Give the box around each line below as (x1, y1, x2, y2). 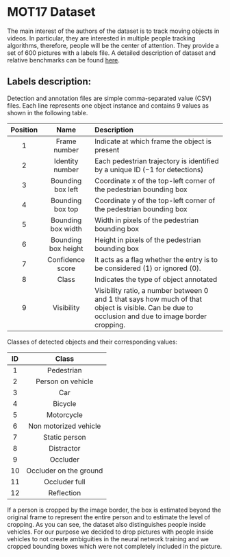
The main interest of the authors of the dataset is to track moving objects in (7, 27, 220, 35)
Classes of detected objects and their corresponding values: (7, 337, 178, 346)
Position (10, 125, 38, 134)
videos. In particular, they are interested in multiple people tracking (7, 34, 196, 42)
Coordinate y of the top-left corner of (94, 195, 216, 205)
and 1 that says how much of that (94, 294, 203, 304)
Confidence (47, 254, 86, 264)
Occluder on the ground (26, 466, 103, 475)
